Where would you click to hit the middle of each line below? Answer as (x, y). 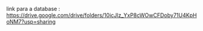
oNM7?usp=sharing (31, 22)
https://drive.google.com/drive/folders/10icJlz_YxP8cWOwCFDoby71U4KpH (102, 15)
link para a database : (33, 9)
